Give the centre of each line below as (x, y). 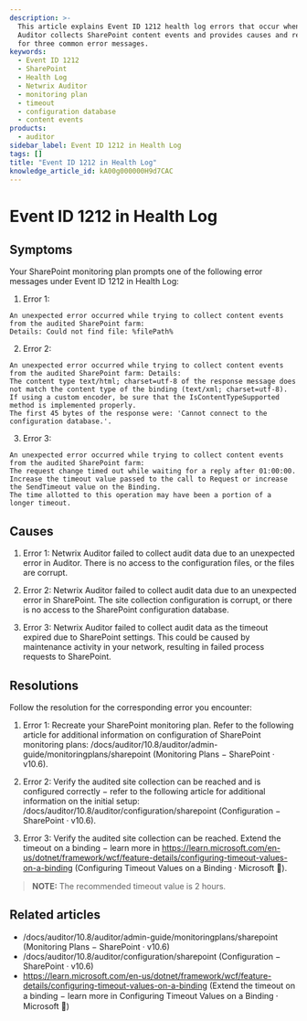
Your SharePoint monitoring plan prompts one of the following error (136, 271)
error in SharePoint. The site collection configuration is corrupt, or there (158, 601)
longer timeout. (40, 504)
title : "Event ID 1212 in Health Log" (83, 162)
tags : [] (26, 154)
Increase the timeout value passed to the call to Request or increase (148, 479)
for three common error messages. (83, 43)
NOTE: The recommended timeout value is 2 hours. (129, 886)
